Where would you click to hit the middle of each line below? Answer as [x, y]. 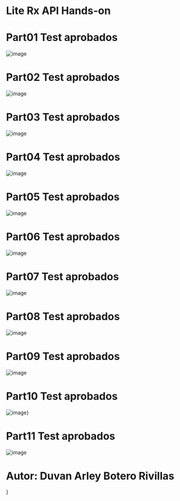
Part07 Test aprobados [63, 277]
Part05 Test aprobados [63, 197]
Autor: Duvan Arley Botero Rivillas [90, 476]
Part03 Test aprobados [63, 117]
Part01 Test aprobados [62, 38]
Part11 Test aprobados [61, 436]
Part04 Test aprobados [63, 157]
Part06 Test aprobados [63, 237]
